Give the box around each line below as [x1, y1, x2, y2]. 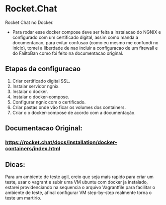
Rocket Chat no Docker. [5, 19, 54, 25]
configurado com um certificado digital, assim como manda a [12, 34, 138, 40]
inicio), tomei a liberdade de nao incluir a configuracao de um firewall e [12, 45, 158, 51]
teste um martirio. [5, 195, 41, 201]
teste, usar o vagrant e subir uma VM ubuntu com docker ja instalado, [5, 179, 148, 185]
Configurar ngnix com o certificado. [12, 99, 86, 105]
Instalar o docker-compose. [12, 94, 70, 100]
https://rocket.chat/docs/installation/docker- [5, 139, 118, 146]
